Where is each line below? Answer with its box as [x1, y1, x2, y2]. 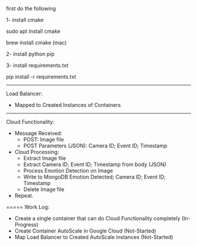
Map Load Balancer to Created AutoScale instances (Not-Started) [14, 234, 174, 240]
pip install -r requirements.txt [6, 73, 76, 80]
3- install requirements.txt [6, 62, 69, 69]
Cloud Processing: [14, 149, 60, 155]
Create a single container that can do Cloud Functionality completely [14, 215, 181, 222]
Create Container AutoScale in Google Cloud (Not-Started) [14, 227, 157, 234]
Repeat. [14, 192, 34, 199]
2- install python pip [6, 50, 55, 58]
